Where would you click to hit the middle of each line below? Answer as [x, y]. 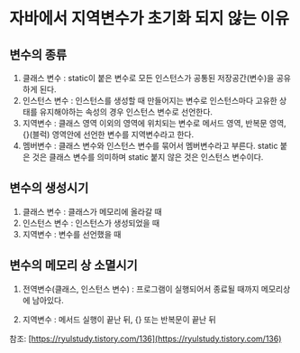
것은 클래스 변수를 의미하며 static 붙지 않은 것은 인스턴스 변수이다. [148, 157]
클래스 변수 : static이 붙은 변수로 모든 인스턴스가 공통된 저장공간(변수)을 [148, 78]
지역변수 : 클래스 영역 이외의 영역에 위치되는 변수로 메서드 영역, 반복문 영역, [154, 123]
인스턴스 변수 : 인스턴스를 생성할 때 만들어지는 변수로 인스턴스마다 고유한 [150, 101]
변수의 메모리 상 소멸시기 [73, 266]
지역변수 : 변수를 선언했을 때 [72, 234]
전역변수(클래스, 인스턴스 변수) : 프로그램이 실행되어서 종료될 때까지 [141, 289]
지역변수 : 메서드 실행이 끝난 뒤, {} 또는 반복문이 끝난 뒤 [119, 319]
